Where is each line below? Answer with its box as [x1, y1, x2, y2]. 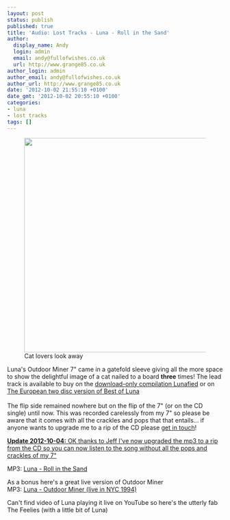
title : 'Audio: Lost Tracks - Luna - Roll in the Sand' [7, 29, 170, 36]
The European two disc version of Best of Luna [7, 387, 140, 395]
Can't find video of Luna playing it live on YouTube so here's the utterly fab [7, 498, 218, 506]
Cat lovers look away [24, 351, 84, 360]
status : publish [7, 16, 53, 23]
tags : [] [7, 118, 32, 126]
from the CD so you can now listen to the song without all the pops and [7, 444, 207, 452]
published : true [7, 23, 53, 29]
